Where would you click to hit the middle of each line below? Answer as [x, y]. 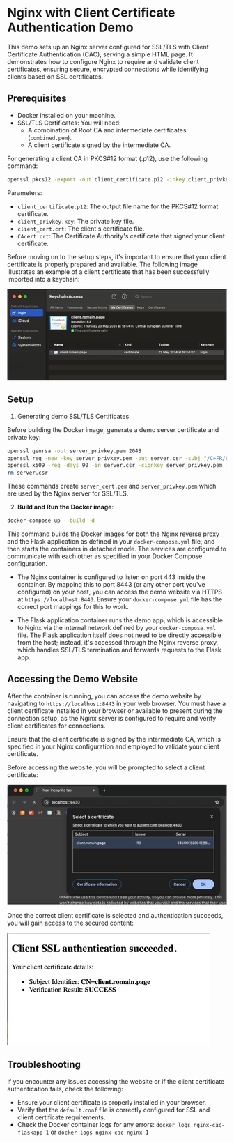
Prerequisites [37, 99]
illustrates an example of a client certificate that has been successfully [108, 271]
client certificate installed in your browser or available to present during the [115, 711]
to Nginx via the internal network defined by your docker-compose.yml [116, 628]
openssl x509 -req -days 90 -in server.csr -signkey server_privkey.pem [115, 466]
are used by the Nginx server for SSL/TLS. [68, 493]
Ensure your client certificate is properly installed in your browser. [112, 1102]
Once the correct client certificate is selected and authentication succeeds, [115, 916]
